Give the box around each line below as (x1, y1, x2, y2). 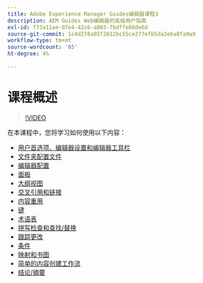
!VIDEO (24, 113, 46, 122)
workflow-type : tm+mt (7, 37, 72, 44)
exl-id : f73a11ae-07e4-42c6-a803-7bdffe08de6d (7, 24, 148, 31)
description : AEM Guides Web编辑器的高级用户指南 (7, 17, 147, 24)
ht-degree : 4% (7, 51, 50, 58)
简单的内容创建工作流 (17, 259, 80, 267)
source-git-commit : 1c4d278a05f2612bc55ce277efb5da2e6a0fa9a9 (7, 30, 196, 38)
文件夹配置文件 (17, 152, 62, 160)
